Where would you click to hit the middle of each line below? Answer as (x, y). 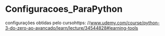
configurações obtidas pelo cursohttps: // (48, 23)
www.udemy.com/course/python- (125, 23)
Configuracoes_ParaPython (64, 9)
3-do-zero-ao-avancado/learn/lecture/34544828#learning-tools (72, 28)
